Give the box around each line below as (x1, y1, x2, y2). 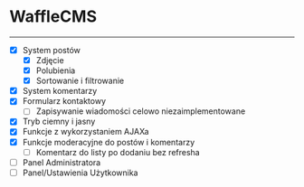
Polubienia (35, 65, 76, 76)
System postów (22, 44, 81, 55)
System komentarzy (22, 86, 98, 97)
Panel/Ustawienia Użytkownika (22, 167, 138, 178)
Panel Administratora (22, 156, 101, 168)
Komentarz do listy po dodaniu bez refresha (35, 146, 201, 157)
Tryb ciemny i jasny (22, 116, 96, 127)
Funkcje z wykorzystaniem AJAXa (22, 126, 149, 137)
